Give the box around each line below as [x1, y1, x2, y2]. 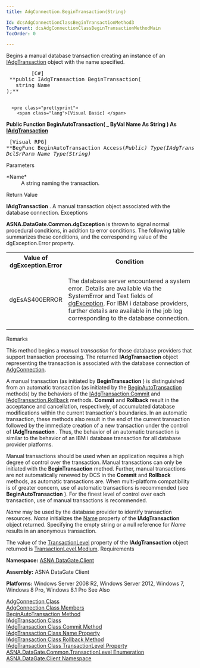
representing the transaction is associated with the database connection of [6, 360, 190, 367]
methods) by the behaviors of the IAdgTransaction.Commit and [6, 390, 161, 397]
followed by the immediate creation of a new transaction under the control [6, 422, 188, 429]
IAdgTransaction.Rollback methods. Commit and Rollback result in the [6, 397, 179, 404]
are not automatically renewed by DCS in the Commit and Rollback [6, 472, 171, 479]
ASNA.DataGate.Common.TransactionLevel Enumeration [6, 648, 145, 656]
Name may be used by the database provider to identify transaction [6, 508, 173, 516]
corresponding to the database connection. [68, 314, 189, 323]
